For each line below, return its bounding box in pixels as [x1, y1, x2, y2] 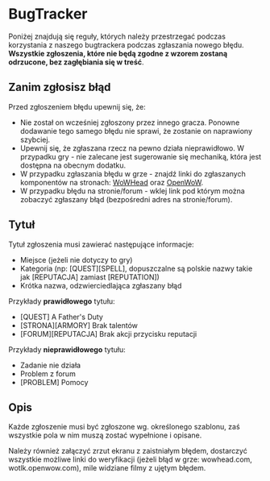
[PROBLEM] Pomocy [19, 377, 89, 387]
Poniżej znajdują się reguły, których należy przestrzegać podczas [8, 31, 226, 41]
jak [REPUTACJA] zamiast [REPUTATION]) [19, 272, 160, 282]
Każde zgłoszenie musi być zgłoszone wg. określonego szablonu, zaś [8, 422, 240, 432]
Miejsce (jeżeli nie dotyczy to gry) [19, 255, 133, 264]
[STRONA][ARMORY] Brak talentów [19, 320, 139, 330]
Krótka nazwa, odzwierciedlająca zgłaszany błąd [19, 280, 182, 290]
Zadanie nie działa [19, 360, 81, 370]
